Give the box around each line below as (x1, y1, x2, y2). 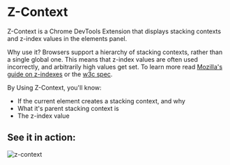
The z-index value (17, 112, 70, 120)
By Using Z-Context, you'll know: (7, 83, 102, 92)
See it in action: (7, 132, 76, 144)
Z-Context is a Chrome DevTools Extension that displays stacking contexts (7, 27, 222, 35)
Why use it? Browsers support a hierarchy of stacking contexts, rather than (7, 48, 223, 56)
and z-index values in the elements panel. (7, 34, 128, 42)
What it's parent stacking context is (17, 104, 120, 112)
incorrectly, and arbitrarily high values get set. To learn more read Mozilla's (7, 62, 223, 71)
